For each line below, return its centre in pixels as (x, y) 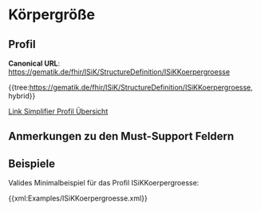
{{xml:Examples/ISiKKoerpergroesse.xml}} (78, 198)
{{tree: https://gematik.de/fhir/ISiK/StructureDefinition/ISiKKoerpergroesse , (130, 87)
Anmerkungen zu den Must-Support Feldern (121, 136)
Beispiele (32, 163)
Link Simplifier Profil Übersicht (58, 111)
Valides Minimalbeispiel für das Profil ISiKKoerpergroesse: (104, 183)
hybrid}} (22, 96)
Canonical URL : (34, 63)
